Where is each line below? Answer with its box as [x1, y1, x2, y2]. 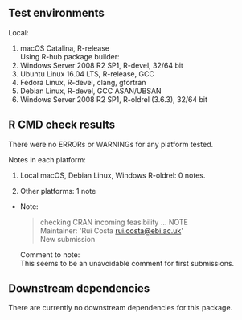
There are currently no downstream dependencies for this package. [8, 303, 233, 313]
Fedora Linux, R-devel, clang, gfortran [19, 77, 146, 87]
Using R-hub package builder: [19, 51, 120, 61]
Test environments [8, 6, 105, 20]
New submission [39, 234, 96, 244]
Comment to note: [19, 249, 80, 260]
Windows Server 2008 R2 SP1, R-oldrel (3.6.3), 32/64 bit [19, 94, 207, 104]
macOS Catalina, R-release [19, 43, 110, 53]
